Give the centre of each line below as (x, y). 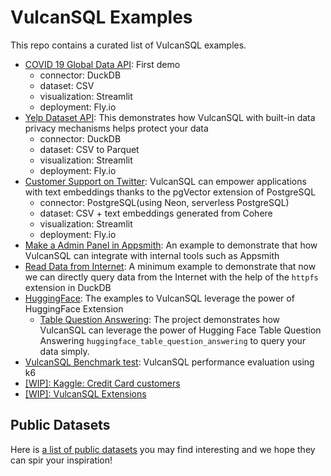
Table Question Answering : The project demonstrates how (160, 319)
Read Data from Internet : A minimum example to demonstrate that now (170, 266)
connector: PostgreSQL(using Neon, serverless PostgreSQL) (164, 202)
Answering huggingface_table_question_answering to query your (173, 340)
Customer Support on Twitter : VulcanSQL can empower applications (165, 181)
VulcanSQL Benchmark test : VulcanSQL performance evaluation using (169, 362)
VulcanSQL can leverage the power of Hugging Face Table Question (180, 330)
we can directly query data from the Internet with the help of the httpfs (171, 277)
